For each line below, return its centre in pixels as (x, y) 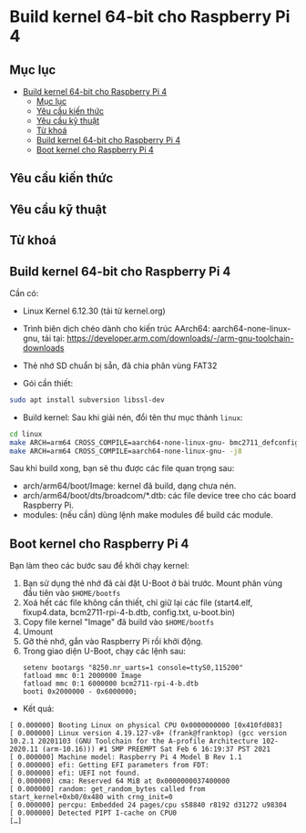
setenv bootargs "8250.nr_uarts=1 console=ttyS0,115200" (133, 668)
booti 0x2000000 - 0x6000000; (80, 692)
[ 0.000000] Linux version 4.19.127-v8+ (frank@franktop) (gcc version (148, 734)
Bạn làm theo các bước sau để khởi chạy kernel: (99, 566)
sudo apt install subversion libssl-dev (87, 400)
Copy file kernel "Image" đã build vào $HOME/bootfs (118, 622)
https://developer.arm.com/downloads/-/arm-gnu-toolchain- (180, 338)
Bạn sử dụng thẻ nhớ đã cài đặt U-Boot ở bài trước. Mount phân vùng (153, 583)
